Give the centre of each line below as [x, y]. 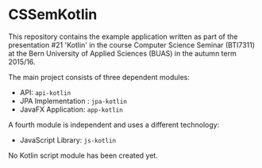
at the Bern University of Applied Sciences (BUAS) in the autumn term [122, 53]
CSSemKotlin [53, 15]
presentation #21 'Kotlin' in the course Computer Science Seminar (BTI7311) [132, 44]
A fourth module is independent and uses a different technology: [114, 124]
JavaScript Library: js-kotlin [68, 139]
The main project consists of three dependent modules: [99, 77]
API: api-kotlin [45, 92]
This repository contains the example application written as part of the [123, 36]
